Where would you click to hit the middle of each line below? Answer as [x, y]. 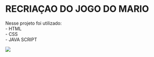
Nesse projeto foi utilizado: [34, 23]
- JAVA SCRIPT [21, 40]
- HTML [14, 28]
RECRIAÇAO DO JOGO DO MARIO [77, 9]
